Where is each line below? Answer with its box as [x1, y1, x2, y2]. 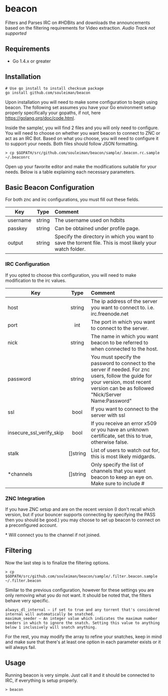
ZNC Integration [5, 495, 45, 502]
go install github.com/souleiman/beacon [5, 90, 91, 95]
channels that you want [90, 467, 146, 474]
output [7, 239, 23, 246]
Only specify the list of [90, 461, 144, 468]
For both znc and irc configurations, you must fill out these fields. [5, 196, 140, 203]
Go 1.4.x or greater [12, 58, 51, 64]
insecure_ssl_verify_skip [7, 429, 64, 436]
